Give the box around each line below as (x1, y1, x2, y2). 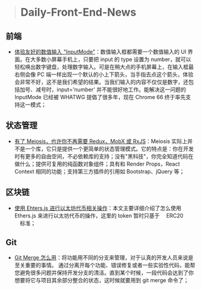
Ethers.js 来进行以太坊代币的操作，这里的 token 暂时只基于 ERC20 (14, 211, 184, 219)
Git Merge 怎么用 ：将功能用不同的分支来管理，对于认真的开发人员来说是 (14, 254, 194, 262)
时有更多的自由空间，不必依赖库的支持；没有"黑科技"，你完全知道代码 (14, 152, 188, 159)
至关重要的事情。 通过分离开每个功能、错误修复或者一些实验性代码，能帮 (14, 262, 196, 269)
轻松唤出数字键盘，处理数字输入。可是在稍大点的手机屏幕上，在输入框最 (14, 63, 194, 70)
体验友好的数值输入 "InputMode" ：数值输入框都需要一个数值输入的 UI (14, 48, 187, 55)
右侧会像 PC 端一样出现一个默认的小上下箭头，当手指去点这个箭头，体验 (14, 71, 194, 78)
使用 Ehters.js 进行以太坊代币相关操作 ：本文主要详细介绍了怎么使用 (14, 204, 182, 211)
